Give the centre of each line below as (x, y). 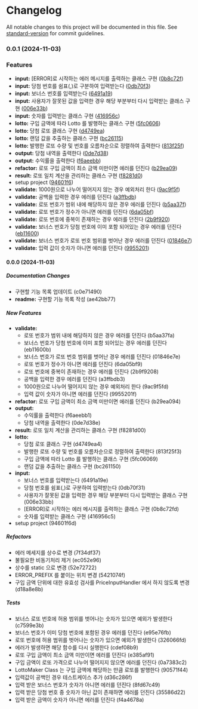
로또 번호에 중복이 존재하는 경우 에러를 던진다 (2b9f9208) (91, 372)
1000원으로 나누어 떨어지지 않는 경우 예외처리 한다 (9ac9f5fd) (96, 386)
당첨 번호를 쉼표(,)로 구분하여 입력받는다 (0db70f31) (84, 487)
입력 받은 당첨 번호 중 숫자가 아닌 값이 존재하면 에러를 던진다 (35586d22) (100, 692)
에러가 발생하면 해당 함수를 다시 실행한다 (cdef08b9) (77, 647)
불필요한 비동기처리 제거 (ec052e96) (58, 560)
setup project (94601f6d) (46, 523)
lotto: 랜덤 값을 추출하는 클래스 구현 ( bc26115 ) (69, 139)
